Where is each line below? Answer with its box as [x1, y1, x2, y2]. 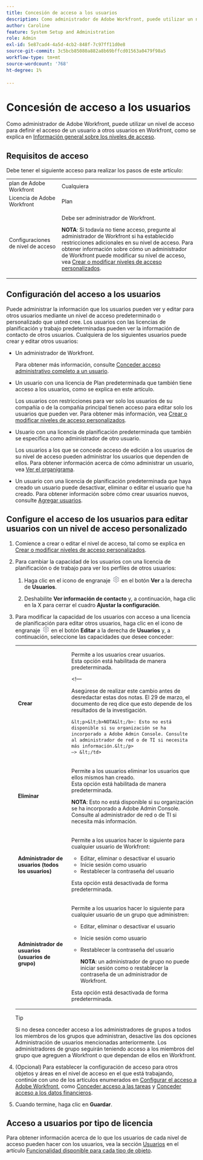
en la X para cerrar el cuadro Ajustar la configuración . [24, 601, 161, 608]
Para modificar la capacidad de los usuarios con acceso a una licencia [14, 613, 191, 620]
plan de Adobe [8, 179, 45, 187]
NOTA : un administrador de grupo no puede [80, 958, 189, 965]
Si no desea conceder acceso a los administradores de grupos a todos [14, 1026, 192, 1033]
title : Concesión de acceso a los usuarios [6, 10, 118, 16]
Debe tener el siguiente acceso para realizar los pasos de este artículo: [6, 167, 183, 174]
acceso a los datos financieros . [14, 1089, 93, 1096]
